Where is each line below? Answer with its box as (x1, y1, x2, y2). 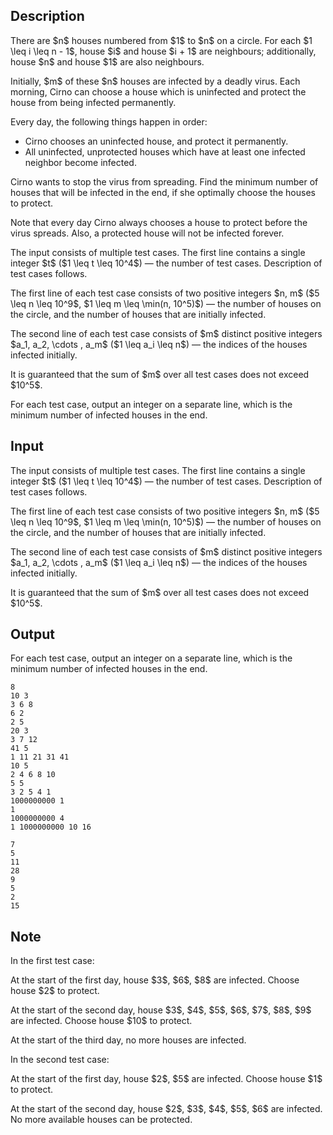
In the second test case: (10, 1054, 110, 1066)
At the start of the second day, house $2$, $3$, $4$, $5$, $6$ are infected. (10, 1103, 323, 1115)
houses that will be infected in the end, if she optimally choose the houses (10, 186, 316, 198)
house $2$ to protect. (10, 985, 100, 997)
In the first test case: (10, 955, 95, 967)
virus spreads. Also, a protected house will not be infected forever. (10, 227, 285, 239)
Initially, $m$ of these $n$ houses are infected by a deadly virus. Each (10, 75, 301, 87)
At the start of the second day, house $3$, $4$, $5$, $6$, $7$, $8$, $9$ (10, 1004, 312, 1016)
